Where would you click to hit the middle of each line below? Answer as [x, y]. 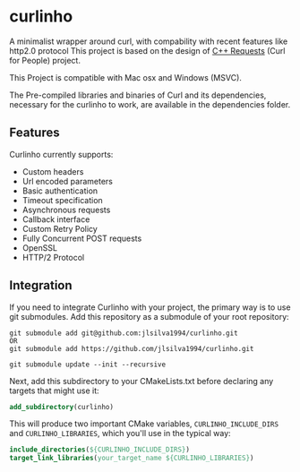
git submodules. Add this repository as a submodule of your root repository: [149, 316]
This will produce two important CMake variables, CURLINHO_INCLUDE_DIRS [144, 424]
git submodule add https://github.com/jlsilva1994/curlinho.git [132, 348]
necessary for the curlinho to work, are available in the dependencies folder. [150, 104]
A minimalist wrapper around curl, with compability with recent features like [149, 41]
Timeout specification [62, 200]
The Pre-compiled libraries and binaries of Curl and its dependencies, [138, 95]
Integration [41, 285]
